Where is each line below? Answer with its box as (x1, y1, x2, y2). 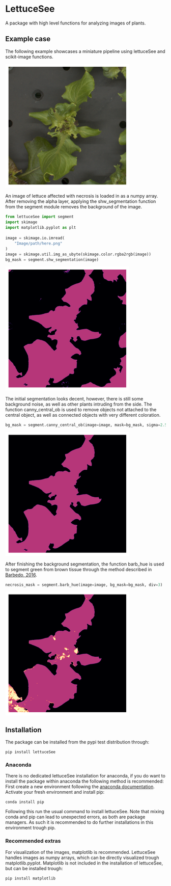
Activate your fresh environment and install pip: (5, 789, 105, 795)
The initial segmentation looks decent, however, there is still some (5, 395, 144, 401)
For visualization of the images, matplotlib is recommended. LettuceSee (5, 849, 156, 855)
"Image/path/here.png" (14, 241, 63, 246)
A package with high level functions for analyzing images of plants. (5, 20, 146, 26)
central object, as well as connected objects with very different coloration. (5, 412, 161, 418)
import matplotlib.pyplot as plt (5, 225, 76, 230)
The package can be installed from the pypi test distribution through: (5, 739, 150, 745)
